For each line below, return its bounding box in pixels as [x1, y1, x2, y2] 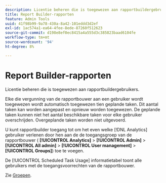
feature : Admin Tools [5, 16, 50, 21]
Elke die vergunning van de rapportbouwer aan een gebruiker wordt [5, 96, 143, 102]
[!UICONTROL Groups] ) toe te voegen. [5, 147, 84, 154]
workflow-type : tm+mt [5, 35, 50, 40]
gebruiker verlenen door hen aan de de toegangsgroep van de [5, 132, 132, 138]
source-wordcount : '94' [5, 40, 54, 45]
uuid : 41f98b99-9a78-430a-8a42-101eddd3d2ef [5, 21, 98, 26]
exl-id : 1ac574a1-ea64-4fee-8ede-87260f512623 [5, 26, 103, 31]
